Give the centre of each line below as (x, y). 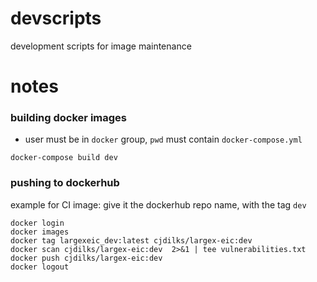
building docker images (68, 118)
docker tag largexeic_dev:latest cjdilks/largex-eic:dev (131, 240)
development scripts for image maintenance (101, 46)
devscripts (56, 18)
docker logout (40, 267)
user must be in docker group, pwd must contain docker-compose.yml (163, 139)
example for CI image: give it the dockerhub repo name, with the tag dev (158, 204)
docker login (37, 223)
